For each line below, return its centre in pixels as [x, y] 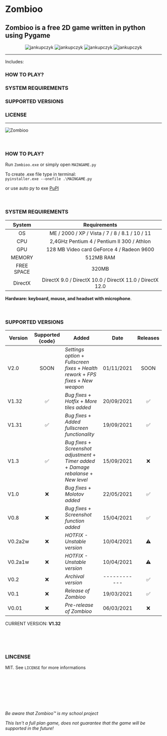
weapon [75, 386]
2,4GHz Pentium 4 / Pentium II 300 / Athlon [100, 241]
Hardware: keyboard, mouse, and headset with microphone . [68, 298]
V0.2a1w [18, 562]
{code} [47, 341]
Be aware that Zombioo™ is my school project [52, 714]
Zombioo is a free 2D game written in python [75, 28]
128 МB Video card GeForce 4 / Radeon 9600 [100, 249]
